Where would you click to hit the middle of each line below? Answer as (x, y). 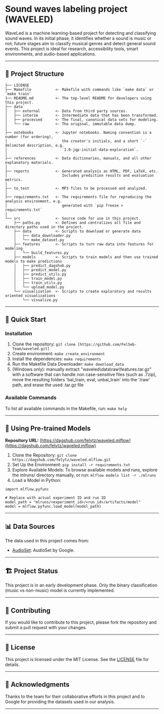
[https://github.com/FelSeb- (107, 344)
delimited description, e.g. (35, 145)
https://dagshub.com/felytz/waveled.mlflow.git (61, 460)
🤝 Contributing (28, 610)
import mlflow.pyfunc (27, 489)
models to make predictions (34, 261)
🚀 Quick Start (26, 320)
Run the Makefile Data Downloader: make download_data (68, 364)
